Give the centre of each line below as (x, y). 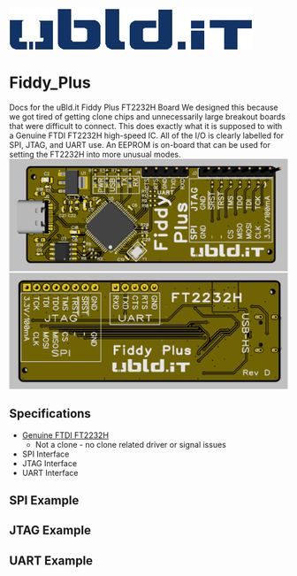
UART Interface (50, 472)
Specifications (50, 414)
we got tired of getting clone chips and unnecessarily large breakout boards (147, 116)
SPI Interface (46, 454)
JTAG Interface (49, 463)
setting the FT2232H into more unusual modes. (95, 154)
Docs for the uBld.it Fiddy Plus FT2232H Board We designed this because (144, 107)
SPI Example (44, 500)
